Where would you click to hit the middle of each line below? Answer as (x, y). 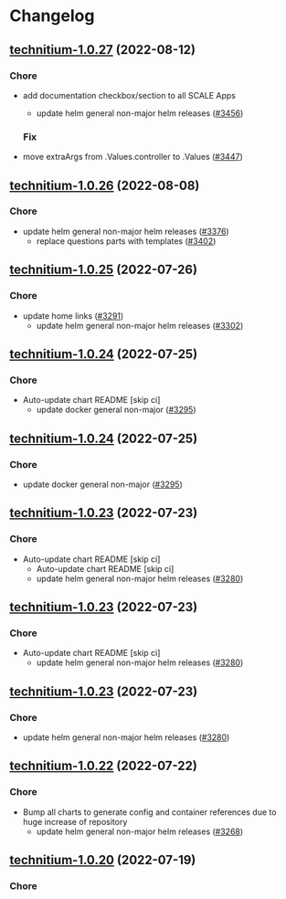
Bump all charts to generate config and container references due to (149, 812)
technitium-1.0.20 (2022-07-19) (103, 860)
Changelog (52, 16)
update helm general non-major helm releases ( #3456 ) (140, 113)
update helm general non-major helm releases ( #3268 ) (140, 831)
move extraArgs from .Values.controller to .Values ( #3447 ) (133, 157)
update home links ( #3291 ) (73, 315)
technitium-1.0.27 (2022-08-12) (103, 50)
